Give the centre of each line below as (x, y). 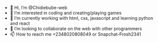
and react (20, 23)
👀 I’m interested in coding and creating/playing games (66, 13)
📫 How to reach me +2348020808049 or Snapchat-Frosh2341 (75, 34)
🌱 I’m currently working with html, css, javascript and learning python (82, 18)
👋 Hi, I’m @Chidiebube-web (39, 8)
